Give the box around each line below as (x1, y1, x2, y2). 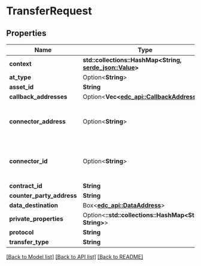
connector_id (9, 157, 48, 165)
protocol (9, 228, 34, 236)
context (9, 60, 32, 68)
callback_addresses (9, 93, 68, 101)
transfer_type (9, 238, 49, 246)
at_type (9, 73, 32, 81)
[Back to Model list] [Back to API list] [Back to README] (6, 253, 144, 260)
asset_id (9, 83, 34, 91)
